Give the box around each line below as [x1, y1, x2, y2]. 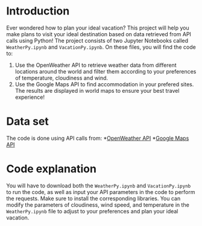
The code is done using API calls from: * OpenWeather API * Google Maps [6, 134, 189, 142]
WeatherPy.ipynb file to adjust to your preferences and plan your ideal [6, 207, 178, 215]
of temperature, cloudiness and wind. [14, 74, 109, 81]
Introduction [6, 4, 70, 18]
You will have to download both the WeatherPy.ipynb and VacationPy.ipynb [6, 182, 191, 189]
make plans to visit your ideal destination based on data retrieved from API [6, 30, 192, 37]
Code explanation [6, 162, 96, 176]
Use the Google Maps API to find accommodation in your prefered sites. [14, 80, 194, 88]
